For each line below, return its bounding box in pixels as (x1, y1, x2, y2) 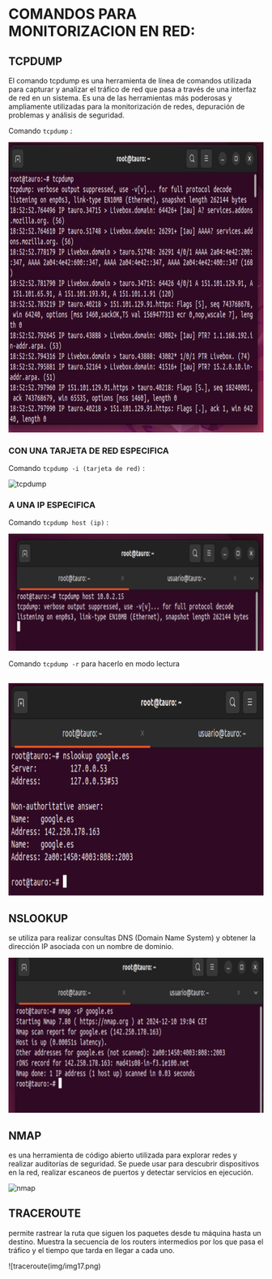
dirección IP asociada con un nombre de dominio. (8, 942, 174, 952)
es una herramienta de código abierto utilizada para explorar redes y (8, 1150, 237, 1160)
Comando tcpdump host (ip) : (8, 518, 109, 528)
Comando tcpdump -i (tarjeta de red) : (8, 464, 146, 473)
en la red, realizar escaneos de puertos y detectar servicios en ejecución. (8, 1168, 253, 1177)
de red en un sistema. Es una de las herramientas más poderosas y (8, 93, 232, 102)
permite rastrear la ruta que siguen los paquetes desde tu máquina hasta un (8, 1228, 261, 1238)
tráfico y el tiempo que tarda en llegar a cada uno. (8, 1245, 176, 1255)
